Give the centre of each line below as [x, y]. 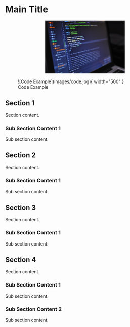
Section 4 [21, 260]
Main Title [27, 9]
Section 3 [21, 207]
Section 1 [20, 103]
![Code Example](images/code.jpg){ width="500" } [71, 81]
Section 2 [21, 155]
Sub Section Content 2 [33, 309]
